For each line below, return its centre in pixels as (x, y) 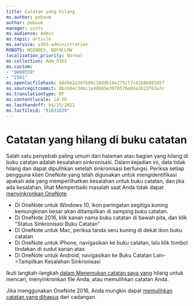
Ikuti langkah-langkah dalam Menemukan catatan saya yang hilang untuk (95, 273)
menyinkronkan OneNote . (37, 194)
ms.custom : (19, 66)
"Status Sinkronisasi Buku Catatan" (57, 224)
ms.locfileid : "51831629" (38, 110)
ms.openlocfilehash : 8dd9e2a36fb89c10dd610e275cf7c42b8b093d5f (86, 83)
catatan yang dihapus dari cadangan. (51, 297)
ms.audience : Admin (30, 34)
